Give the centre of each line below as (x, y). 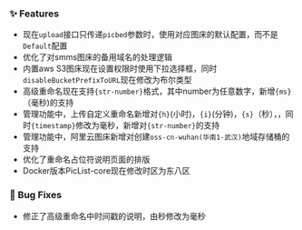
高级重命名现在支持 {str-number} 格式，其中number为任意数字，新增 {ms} (157, 91)
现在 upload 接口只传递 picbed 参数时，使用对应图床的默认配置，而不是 (150, 35)
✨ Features (34, 14)
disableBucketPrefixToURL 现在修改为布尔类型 (107, 80)
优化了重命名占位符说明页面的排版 (86, 160)
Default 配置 (45, 46)
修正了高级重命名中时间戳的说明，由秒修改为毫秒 (114, 215)
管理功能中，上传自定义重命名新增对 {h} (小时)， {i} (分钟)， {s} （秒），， (154, 114)
